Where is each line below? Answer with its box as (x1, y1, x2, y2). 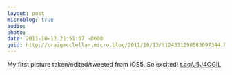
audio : (7, 22, 26, 29)
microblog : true (7, 16, 54, 23)
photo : (7, 29, 26, 36)
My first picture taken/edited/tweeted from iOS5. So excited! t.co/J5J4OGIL (7, 61, 222, 68)
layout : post (7, 10, 45, 17)
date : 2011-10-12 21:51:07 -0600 (7, 35, 104, 42)
